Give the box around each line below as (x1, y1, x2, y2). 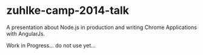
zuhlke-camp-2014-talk (6, 4, 129, 18)
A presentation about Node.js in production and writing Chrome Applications (6, 24, 197, 31)
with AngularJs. (6, 30, 45, 37)
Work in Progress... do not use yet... (6, 42, 96, 49)
